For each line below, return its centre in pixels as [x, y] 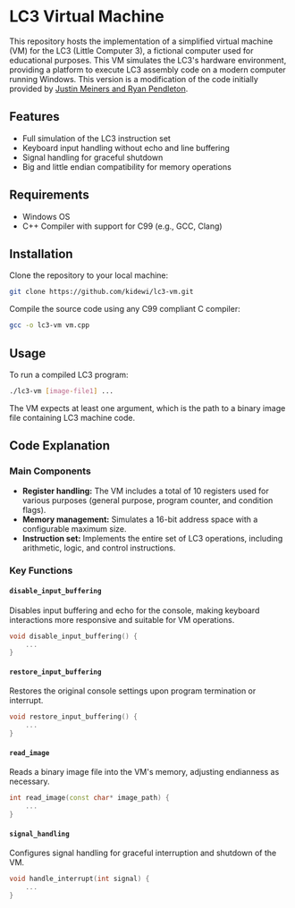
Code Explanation [59, 446]
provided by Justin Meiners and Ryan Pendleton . [99, 88]
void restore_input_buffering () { [74, 717]
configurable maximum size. [74, 528]
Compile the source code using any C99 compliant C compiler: [125, 309]
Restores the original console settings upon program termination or [133, 691]
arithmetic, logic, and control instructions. [99, 548]
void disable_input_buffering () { [74, 636]
